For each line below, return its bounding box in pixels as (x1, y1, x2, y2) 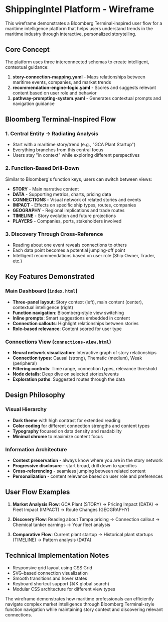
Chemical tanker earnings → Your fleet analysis (12, 522, 110, 528)
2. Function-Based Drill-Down (5, 165, 79, 172)
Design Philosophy (5, 391, 65, 399)
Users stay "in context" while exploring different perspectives (12, 152, 140, 158)
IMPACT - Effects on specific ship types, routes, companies (12, 202, 136, 208)
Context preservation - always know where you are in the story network (12, 457, 163, 463)
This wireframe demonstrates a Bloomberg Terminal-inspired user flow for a (5, 20, 162, 26)
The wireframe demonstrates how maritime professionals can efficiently (5, 595, 154, 601)
